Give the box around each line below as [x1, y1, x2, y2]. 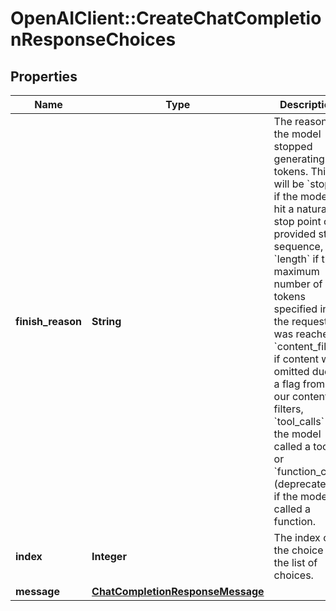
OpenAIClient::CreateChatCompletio [10, 7, 322, 30]
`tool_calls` [273, 415, 325, 428]
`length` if [273, 252, 320, 266]
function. [273, 515, 317, 528]
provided [273, 227, 317, 241]
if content [273, 352, 319, 366]
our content [273, 390, 329, 403]
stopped [273, 140, 313, 153]
